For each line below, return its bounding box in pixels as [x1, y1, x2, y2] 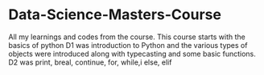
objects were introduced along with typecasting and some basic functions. [8, 49, 256, 58]
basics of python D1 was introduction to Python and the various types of [8, 40, 248, 49]
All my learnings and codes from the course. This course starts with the [8, 32, 245, 41]
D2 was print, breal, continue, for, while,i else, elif [8, 57, 172, 67]
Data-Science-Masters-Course [8, 6, 221, 24]
